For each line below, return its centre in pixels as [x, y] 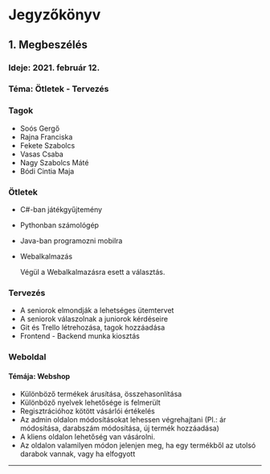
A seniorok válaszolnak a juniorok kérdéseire [94, 319]
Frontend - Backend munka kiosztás [80, 336]
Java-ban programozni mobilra [71, 241]
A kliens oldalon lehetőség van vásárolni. [88, 437]
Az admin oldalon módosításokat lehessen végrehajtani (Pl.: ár [123, 420]
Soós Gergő [40, 128]
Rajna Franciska [46, 137]
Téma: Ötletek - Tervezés [59, 89]
